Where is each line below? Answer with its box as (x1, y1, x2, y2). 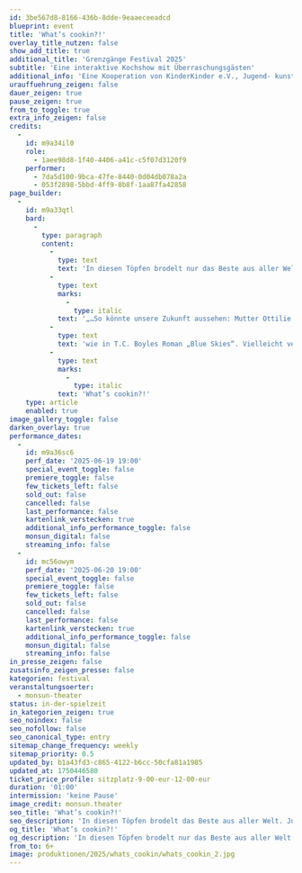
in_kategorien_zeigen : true (9, 707, 115, 716)
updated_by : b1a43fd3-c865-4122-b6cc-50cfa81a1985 (9, 758, 203, 767)
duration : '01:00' (9, 783, 78, 792)
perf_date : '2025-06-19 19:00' (25, 456, 143, 466)
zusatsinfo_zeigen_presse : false (9, 666, 135, 675)
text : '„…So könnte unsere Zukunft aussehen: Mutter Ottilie (57, 314, 292, 324)
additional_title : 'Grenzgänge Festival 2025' (9, 55, 187, 64)
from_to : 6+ (9, 841, 54, 850)
